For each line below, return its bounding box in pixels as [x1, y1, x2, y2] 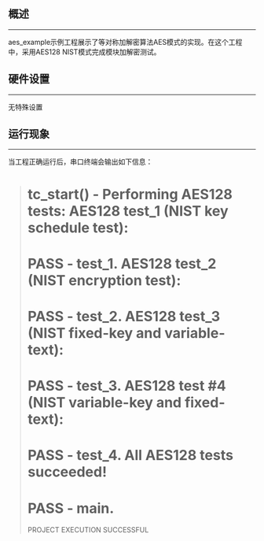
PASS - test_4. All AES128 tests [27, 447, 234, 465]
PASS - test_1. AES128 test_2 [27, 254, 217, 272]
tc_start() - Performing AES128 [27, 185, 233, 203]
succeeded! [27, 463, 108, 481]
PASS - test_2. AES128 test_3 [27, 308, 221, 325]
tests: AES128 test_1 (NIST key [27, 202, 229, 220]
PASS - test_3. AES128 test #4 [27, 377, 226, 395]
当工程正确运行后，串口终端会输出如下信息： [8, 157, 153, 167]
